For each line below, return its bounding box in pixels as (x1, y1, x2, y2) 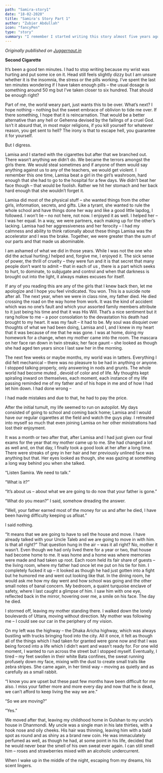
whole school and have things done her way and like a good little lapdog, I (5, 207, 153, 213)
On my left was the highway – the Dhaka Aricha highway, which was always (5, 628, 156, 633)
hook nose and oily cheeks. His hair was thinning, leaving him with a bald (5, 727, 151, 733)
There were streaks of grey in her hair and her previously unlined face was (5, 450, 154, 456)
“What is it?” (5, 479, 30, 485)
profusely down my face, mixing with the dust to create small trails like (5, 658, 146, 664)
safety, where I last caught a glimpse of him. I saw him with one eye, (5, 588, 142, 594)
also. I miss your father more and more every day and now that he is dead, (5, 684, 154, 689)
